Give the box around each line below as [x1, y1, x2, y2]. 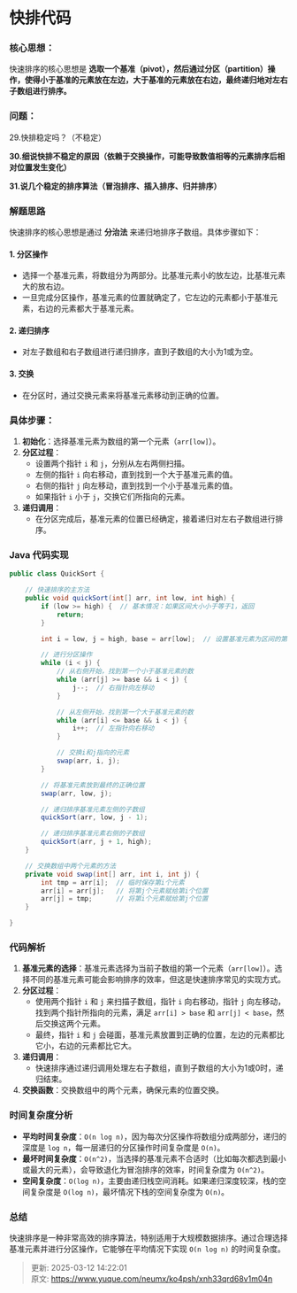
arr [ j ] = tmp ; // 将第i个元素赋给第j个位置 [41, 894, 209, 903]
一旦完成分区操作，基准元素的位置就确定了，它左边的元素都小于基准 [21, 292, 270, 303]
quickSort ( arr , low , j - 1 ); [41, 813, 148, 822]
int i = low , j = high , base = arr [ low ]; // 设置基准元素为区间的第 [41, 634, 288, 643]
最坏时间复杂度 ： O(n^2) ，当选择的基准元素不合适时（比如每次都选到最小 [21, 1153, 286, 1164]
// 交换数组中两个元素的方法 [25, 861, 117, 871]
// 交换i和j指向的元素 [56, 748, 130, 757]
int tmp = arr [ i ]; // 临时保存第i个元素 [41, 878, 186, 887]
